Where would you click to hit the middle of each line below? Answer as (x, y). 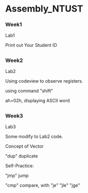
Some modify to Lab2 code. (34, 137)
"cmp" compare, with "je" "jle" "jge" (43, 185)
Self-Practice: (19, 166)
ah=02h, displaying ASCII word (37, 101)
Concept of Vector (25, 146)
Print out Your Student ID (31, 45)
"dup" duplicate (21, 156)
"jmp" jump (17, 176)
